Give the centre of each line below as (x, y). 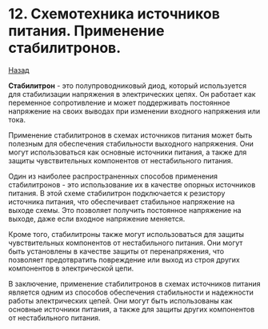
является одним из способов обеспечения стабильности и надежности (131, 292)
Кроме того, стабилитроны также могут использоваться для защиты (126, 234)
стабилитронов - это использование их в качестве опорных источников (132, 184)
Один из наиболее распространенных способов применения (113, 176)
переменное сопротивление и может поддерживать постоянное (119, 102)
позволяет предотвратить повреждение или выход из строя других (124, 259)
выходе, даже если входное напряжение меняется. (97, 219)
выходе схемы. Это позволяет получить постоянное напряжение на (125, 210)
